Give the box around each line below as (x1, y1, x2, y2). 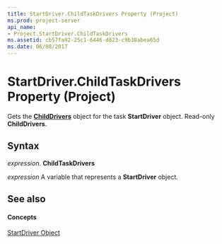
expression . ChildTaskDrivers (7, 158, 95, 167)
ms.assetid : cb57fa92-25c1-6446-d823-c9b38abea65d (7, 37, 160, 44)
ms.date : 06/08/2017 (7, 43, 69, 50)
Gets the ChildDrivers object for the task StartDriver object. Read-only (7, 112, 215, 120)
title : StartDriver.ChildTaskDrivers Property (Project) (7, 10, 179, 18)
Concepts (7, 213, 37, 221)
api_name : (7, 23, 37, 30)
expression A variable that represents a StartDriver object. (7, 173, 179, 181)
